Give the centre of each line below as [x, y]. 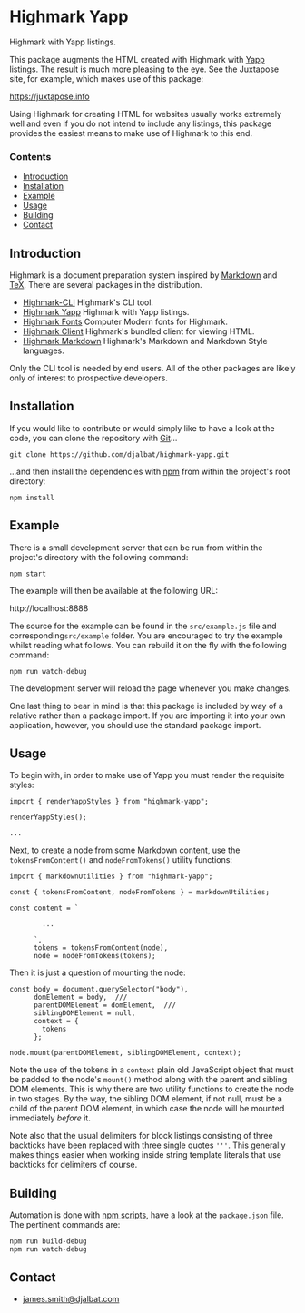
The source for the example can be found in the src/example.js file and [143, 626]
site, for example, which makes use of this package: [107, 78]
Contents [30, 156]
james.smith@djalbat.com [71, 1299]
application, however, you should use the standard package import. [135, 725]
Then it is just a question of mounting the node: [98, 972]
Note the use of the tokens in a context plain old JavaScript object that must [152, 1070]
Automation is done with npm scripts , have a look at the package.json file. [147, 1215]
